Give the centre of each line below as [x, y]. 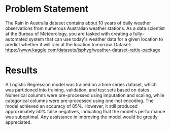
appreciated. [19, 122]
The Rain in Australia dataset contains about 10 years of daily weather [78, 23]
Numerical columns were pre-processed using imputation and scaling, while [85, 95]
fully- [139, 34]
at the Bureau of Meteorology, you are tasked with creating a [69, 34]
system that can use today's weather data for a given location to [96, 39]
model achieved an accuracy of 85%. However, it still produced [72, 106]
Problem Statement [47, 9]
